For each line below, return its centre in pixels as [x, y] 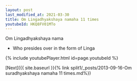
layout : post [19, 10]
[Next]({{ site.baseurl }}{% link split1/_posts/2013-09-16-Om [69, 68]
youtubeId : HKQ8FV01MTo [31, 24]
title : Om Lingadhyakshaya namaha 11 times [52, 19]
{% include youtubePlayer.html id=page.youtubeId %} [62, 58]
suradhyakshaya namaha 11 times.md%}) [48, 73]
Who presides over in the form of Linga [54, 48]
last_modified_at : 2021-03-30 [37, 15]
